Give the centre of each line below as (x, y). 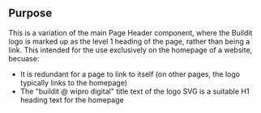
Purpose (30, 13)
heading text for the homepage (72, 99)
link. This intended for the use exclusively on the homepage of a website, (130, 50)
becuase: (24, 58)
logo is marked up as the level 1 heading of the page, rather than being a (129, 41)
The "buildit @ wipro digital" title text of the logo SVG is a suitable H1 (135, 91)
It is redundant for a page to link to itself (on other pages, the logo (130, 74)
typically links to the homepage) (74, 82)
